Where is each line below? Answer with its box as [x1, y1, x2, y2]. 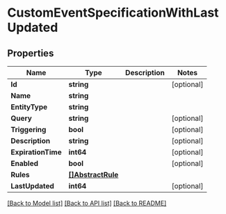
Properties [7, 47, 54, 59]
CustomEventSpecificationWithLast [7, 5, 219, 21]
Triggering [10, 125, 47, 134]
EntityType [10, 102, 48, 112]
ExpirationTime [10, 147, 62, 157]
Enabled [10, 158, 39, 168]
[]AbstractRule [68, 170, 119, 179]
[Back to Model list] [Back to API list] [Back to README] [7, 199, 167, 207]
